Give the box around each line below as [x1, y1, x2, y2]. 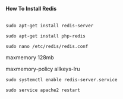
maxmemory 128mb [5, 54, 54, 61]
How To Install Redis [5, 5, 57, 12]
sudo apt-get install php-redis [5, 33, 86, 39]
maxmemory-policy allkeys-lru [5, 65, 80, 72]
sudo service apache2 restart [5, 87, 81, 93]
